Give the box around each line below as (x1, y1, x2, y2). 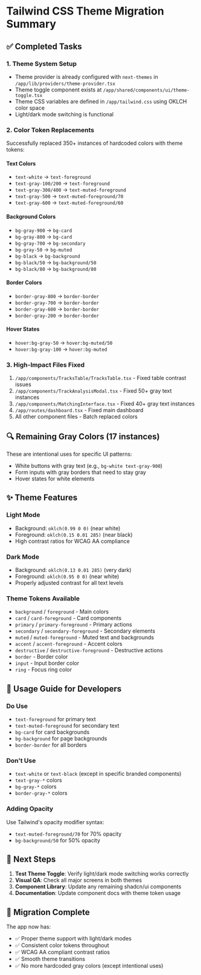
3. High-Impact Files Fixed (6, 361, 85, 369)
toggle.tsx (14, 92, 43, 98)
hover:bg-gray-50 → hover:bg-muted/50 (14, 339, 113, 346)
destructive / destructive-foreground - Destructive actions (14, 647, 163, 654)
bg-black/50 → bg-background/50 (14, 259, 97, 266)
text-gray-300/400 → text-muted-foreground (14, 186, 127, 193)
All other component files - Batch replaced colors (14, 413, 138, 421)
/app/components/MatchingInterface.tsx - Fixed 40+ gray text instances (14, 400, 195, 407)
